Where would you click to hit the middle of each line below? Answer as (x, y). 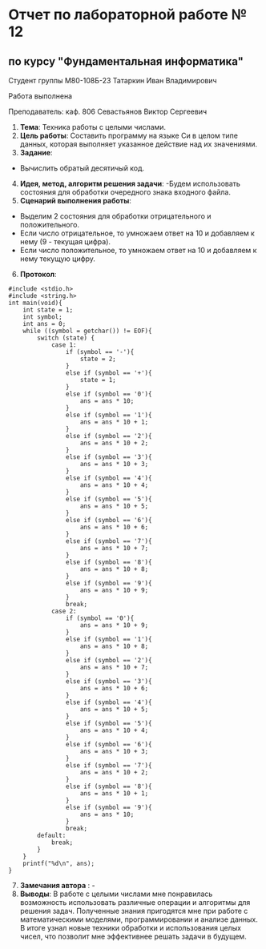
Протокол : (38, 274)
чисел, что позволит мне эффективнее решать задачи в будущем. (133, 936)
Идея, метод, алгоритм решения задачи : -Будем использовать (130, 183)
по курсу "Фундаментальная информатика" (126, 61)
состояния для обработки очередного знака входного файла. (125, 192)
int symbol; (42, 317)
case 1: (64, 345)
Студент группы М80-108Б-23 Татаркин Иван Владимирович (113, 80)
